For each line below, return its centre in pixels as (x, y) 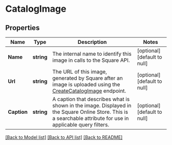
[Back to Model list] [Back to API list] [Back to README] (64, 137)
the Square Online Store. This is (90, 112)
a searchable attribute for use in (91, 118)
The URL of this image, (80, 72)
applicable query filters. (81, 125)
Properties (23, 28)
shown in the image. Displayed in (92, 105)
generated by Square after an (88, 78)
